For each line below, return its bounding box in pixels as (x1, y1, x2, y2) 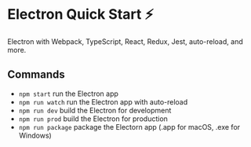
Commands (7, 68, 66, 82)
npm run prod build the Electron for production (18, 114, 168, 123)
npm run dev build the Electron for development (18, 105, 172, 115)
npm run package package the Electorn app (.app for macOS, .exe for (18, 122, 241, 131)
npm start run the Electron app (18, 89, 119, 98)
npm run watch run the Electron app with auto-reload (18, 97, 188, 106)
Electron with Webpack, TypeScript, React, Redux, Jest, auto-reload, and (7, 36, 244, 46)
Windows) (18, 130, 52, 140)
